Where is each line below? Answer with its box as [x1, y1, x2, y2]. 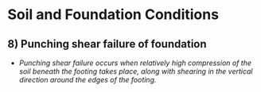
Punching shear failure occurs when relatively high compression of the [18, 58, 252, 67]
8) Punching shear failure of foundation [7, 37, 208, 51]
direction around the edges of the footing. [18, 75, 157, 84]
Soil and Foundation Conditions [7, 6, 220, 24]
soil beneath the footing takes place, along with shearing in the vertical [18, 67, 253, 76]
